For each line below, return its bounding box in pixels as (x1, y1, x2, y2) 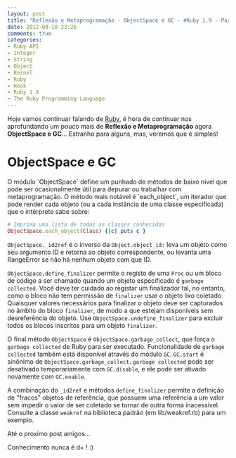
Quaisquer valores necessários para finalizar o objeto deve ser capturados (7, 298, 223, 307)
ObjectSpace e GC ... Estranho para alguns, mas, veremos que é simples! (7, 129, 218, 138)
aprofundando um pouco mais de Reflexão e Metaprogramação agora (7, 122, 212, 130)
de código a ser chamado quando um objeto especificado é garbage (7, 276, 204, 285)
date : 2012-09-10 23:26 (7, 23, 77, 30)
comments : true (7, 30, 52, 37)
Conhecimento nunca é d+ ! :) (7, 443, 93, 451)
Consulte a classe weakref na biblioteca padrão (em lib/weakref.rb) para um (7, 408, 226, 416)
